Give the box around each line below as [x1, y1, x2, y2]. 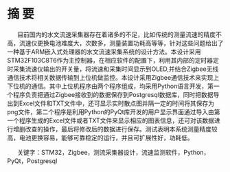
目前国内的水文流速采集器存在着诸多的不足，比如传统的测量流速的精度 [16, 30, 216, 39]
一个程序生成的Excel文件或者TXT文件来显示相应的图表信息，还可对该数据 [7, 116, 215, 125]
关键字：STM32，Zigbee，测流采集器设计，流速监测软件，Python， [16, 148, 210, 156]
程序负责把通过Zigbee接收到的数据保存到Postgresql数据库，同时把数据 [12, 90, 214, 98]
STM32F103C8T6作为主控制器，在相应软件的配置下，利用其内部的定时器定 [7, 56, 220, 64]
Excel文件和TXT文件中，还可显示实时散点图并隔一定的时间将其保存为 [19, 99, 215, 107]
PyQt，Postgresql [7, 156, 58, 165]
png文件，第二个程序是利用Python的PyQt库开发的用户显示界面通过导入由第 [7, 107, 221, 116]
